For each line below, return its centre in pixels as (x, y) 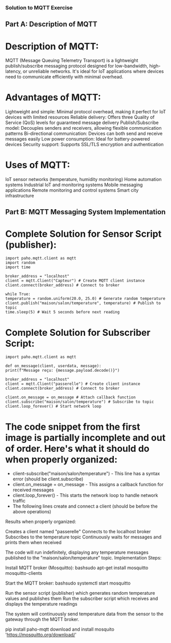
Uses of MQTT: (38, 165)
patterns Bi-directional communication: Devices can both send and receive (84, 134)
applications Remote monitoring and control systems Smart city (72, 190)
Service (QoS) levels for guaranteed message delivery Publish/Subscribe (82, 123)
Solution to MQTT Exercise (39, 8)
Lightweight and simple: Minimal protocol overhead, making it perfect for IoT (86, 112)
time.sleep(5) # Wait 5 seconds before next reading (63, 312)
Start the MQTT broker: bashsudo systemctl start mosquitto (68, 583)
